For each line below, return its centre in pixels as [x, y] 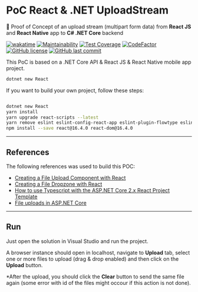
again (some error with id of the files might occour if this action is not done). [99, 283]
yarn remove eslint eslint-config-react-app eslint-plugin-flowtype [92, 123]
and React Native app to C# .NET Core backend [65, 32]
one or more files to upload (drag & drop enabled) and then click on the [93, 259]
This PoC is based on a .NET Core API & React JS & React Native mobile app [99, 62]
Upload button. [24, 265]
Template [26, 196]
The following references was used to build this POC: [71, 166]
